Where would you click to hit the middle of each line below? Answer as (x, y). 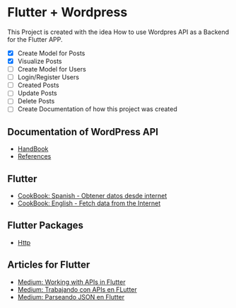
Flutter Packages (45, 226)
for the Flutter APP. (35, 39)
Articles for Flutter (49, 265)
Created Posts (38, 85)
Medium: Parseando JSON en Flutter (71, 297)
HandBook (33, 149)
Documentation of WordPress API (83, 132)
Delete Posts (36, 101)
